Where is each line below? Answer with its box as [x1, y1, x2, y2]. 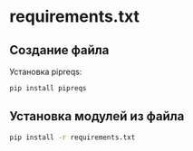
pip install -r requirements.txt [9, 133, 136, 142]
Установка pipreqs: [9, 66, 82, 77]
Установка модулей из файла [9, 109, 185, 124]
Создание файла [9, 42, 110, 58]
